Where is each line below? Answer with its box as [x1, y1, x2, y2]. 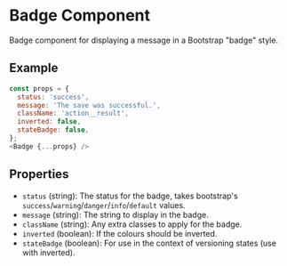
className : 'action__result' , [17, 109, 129, 118]
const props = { [9, 84, 69, 93]
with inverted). [21, 246, 76, 258]
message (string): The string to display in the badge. [21, 209, 209, 220]
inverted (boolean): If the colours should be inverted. [21, 228, 218, 238]
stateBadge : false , [17, 125, 90, 134]
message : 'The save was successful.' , [17, 101, 162, 109]
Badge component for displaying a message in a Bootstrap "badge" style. [9, 35, 278, 45]
